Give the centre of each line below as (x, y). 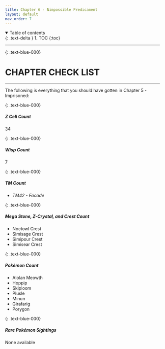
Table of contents (27, 33)
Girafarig (21, 304)
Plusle (18, 293)
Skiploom (22, 288)
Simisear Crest (27, 244)
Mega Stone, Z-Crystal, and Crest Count (47, 216)
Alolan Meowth (27, 278)
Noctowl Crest (27, 229)
